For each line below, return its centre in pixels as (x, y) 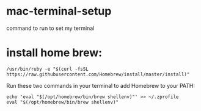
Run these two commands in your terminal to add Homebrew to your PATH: (101, 85)
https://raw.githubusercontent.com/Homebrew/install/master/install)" (98, 74)
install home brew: (54, 53)
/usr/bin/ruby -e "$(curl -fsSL (47, 69)
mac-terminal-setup (59, 11)
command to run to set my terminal (50, 28)
